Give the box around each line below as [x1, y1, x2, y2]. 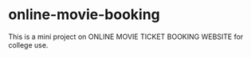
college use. [8, 40, 49, 49]
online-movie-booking [8, 6, 161, 24]
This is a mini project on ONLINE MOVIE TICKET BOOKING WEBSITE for [8, 32, 244, 41]
